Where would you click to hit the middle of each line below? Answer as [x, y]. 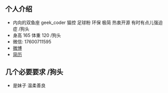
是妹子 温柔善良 [29, 85]
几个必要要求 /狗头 [34, 72]
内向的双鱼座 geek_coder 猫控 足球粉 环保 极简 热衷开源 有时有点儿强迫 [88, 22]
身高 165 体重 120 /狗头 [37, 35]
